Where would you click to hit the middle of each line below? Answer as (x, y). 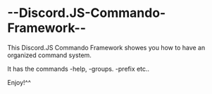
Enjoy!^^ (19, 82)
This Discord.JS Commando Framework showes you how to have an (106, 47)
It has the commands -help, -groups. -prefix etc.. (79, 69)
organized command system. (49, 55)
